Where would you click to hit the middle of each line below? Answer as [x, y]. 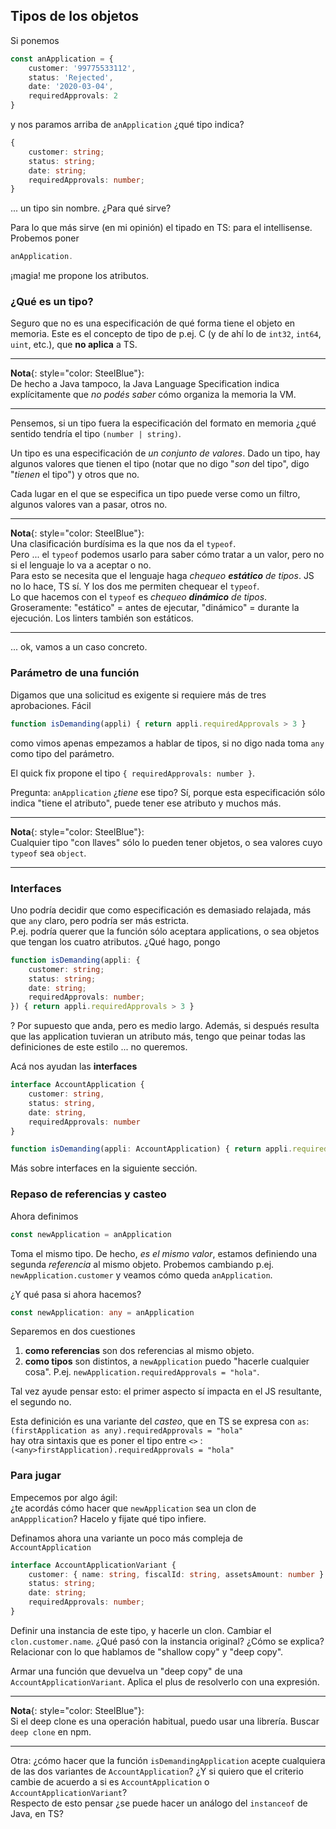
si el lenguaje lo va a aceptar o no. [81, 565]
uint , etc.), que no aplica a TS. [74, 345]
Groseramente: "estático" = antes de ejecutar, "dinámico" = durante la [155, 608]
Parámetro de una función [75, 673]
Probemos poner [45, 238]
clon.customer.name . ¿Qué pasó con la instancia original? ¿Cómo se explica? [167, 1641]
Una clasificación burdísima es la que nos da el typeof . [123, 544]
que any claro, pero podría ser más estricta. [99, 920]
